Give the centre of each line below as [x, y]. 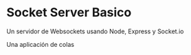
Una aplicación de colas [41, 44]
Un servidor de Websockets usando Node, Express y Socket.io [95, 31]
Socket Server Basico [69, 13]
